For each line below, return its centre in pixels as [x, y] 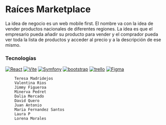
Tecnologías [21, 58]
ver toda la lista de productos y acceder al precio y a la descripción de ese [83, 40]
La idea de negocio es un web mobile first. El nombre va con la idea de [79, 23]
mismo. [13, 45]
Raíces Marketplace [48, 9]
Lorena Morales [30, 119]
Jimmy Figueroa [30, 87]
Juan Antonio [28, 105]
